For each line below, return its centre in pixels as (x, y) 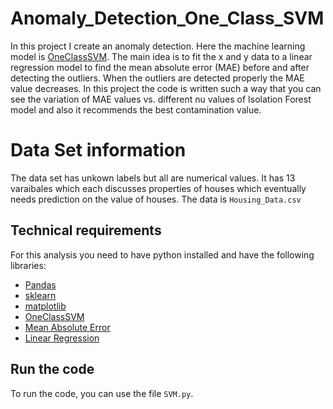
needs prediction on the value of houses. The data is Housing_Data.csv (156, 199)
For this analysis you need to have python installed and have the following (162, 254)
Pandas (40, 284)
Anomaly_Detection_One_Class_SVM (167, 18)
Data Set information (98, 150)
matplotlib (45, 306)
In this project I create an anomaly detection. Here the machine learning (158, 46)
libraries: (28, 265)
